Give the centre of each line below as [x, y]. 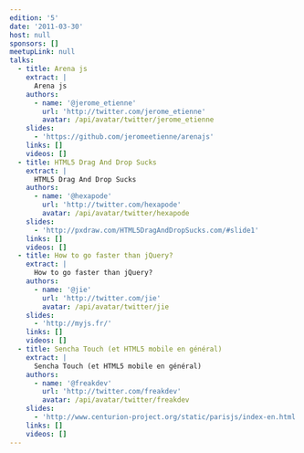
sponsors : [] [34, 43]
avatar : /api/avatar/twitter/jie [106, 307]
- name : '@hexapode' [73, 196]
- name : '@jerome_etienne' [85, 103]
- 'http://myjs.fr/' [73, 324]
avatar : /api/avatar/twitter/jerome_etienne [128, 120]
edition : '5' [34, 18]
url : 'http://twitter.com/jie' [102, 298]
